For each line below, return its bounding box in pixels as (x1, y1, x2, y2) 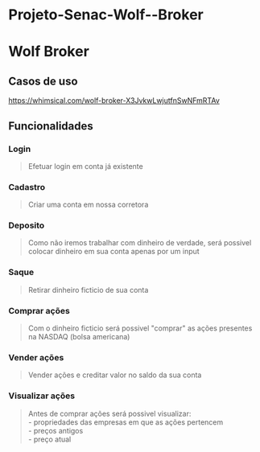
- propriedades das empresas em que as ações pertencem (27, 417, 224, 427)
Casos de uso (8, 74, 78, 88)
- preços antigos (27, 425, 84, 435)
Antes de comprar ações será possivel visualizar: (27, 409, 192, 418)
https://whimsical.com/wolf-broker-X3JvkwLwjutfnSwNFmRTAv (8, 96, 220, 105)
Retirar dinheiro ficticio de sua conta (27, 285, 149, 294)
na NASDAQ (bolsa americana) (27, 332, 130, 342)
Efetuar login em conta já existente (27, 161, 143, 171)
